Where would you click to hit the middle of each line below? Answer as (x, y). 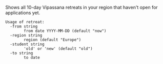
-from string (24, 26)
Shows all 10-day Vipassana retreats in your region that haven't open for (81, 7)
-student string (27, 44)
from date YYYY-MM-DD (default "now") (65, 31)
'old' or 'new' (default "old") (58, 49)
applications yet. (23, 13)
